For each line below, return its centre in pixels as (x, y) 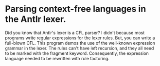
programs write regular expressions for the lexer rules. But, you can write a (80, 38)
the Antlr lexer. (36, 19)
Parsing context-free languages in (76, 9)
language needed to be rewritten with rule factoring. (57, 58)
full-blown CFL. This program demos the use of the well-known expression (80, 43)
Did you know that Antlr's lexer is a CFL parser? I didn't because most (75, 33)
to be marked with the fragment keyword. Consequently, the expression (77, 53)
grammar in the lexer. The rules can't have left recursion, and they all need (80, 48)
